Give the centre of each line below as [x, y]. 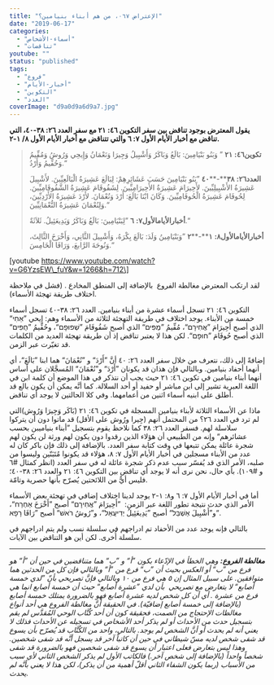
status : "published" [44, 62]
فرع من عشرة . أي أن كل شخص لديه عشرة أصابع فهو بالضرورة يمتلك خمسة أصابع [134, 595]
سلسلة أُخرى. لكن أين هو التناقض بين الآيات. [76, 538]
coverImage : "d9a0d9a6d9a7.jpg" [64, 107]
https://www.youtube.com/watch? [98, 261]
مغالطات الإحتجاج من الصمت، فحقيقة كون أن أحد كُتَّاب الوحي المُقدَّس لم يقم [126, 613]
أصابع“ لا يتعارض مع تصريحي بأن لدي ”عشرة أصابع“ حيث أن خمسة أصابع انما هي [132, 586]
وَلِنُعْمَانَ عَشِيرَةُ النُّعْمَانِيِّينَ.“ [69, 205]
